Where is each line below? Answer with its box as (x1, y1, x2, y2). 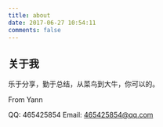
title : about (8, 11, 51, 20)
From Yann (8, 95, 43, 104)
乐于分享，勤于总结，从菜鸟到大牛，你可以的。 (8, 79, 159, 89)
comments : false (8, 26, 61, 34)
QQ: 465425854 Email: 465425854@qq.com (8, 111, 154, 120)
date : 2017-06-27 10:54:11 (8, 19, 96, 27)
